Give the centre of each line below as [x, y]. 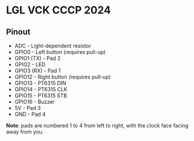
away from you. [25, 132]
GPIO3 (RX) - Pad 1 [38, 70]
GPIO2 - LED [30, 64]
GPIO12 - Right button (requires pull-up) [63, 77]
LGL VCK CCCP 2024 [59, 10]
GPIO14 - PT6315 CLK [41, 89]
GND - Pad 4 [30, 114]
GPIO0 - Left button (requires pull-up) [60, 52]
